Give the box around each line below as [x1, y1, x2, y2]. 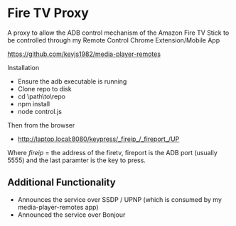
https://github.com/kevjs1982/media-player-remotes [7, 50, 161, 58]
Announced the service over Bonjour [17, 210, 126, 219]
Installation [7, 63, 40, 72]
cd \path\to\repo [17, 92, 66, 101]
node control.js [17, 107, 63, 115]
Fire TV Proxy [7, 5, 89, 21]
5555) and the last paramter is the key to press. [7, 156, 146, 164]
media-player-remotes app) [17, 203, 99, 211]
